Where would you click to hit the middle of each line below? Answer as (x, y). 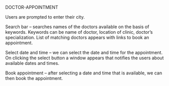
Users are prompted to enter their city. (45, 17)
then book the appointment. (34, 78)
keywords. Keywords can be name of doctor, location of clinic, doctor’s (79, 32)
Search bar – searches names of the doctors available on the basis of (77, 27)
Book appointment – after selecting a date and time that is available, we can (84, 73)
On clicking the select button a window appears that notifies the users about (84, 58)
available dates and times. (32, 63)
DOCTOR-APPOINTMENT (32, 7)
